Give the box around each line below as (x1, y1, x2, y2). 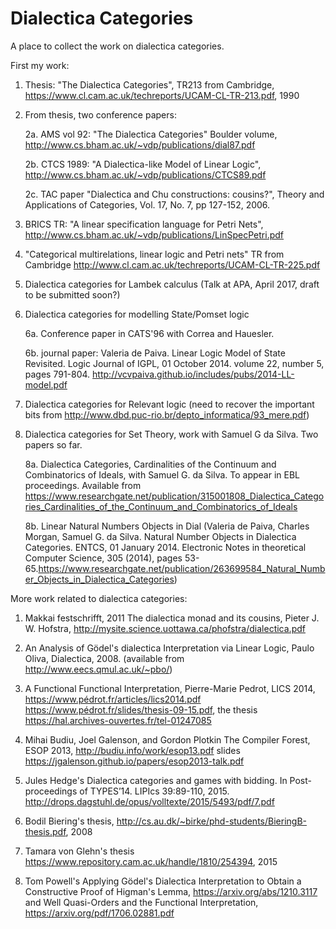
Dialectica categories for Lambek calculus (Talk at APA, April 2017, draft (24, 278, 320, 290)
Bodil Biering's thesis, (24, 815, 115, 827)
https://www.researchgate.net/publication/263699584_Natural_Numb (38, 562, 326, 574)
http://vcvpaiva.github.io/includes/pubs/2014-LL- (92, 368, 295, 380)
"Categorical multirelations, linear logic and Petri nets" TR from (24, 248, 285, 260)
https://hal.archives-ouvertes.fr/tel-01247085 (24, 714, 212, 726)
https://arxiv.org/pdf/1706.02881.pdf (24, 907, 175, 919)
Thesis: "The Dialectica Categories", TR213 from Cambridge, (24, 78, 275, 91)
